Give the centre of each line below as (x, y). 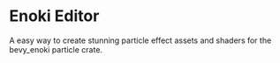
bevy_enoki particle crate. (56, 49)
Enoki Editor (54, 16)
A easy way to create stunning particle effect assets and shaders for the (140, 40)
